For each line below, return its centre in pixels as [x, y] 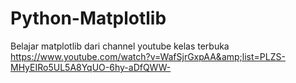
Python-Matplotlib [88, 18]
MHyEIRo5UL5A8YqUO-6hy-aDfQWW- [91, 67]
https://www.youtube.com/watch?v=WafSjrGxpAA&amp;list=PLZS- [148, 56]
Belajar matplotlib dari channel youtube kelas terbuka [120, 46]
